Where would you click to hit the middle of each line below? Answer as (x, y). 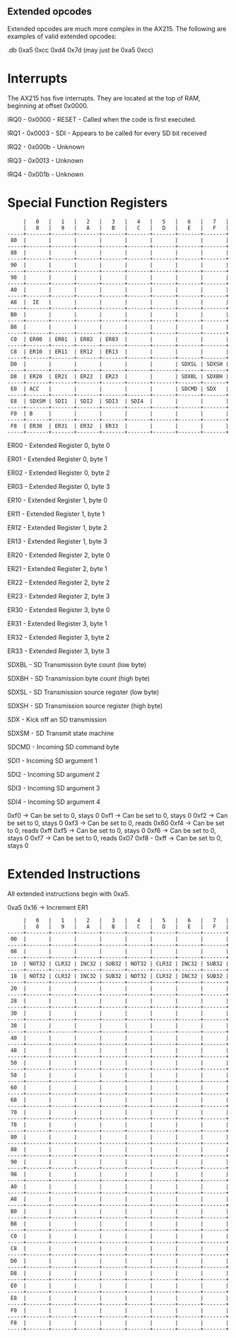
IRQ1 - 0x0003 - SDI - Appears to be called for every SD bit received (107, 133)
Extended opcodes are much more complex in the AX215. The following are (117, 28)
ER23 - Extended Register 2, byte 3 (59, 596)
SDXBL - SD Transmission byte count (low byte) (77, 664)
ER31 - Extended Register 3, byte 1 (57, 623)
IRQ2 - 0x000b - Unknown (46, 146)
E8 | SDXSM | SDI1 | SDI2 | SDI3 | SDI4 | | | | (120, 401)
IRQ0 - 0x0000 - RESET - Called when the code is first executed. (102, 119)
